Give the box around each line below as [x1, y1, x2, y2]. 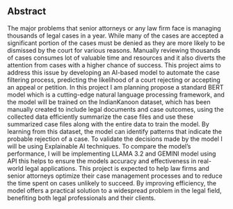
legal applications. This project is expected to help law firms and [24, 164, 210, 172]
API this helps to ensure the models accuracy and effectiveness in [7, 156, 197, 165]
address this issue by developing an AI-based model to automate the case [7, 68, 220, 76]
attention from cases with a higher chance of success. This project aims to [7, 60, 221, 69]
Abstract [7, 6, 47, 17]
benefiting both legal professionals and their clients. [7, 194, 156, 202]
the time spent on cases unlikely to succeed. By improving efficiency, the [7, 178, 217, 187]
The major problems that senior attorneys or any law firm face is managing [7, 24, 221, 32]
